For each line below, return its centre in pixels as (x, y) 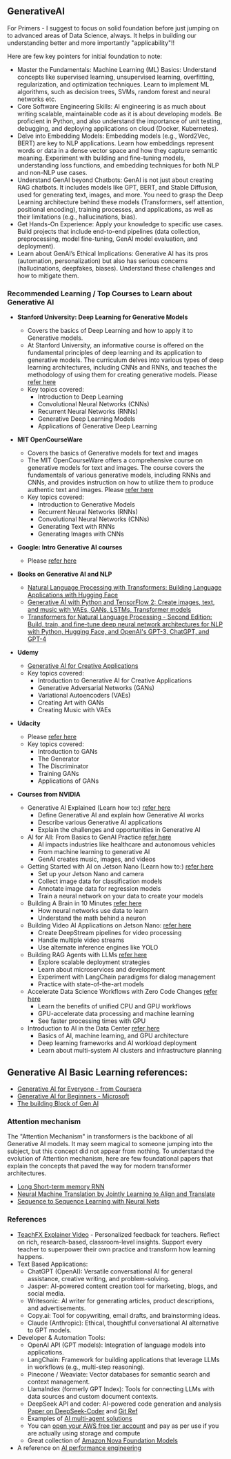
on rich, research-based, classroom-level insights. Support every (110, 1242)
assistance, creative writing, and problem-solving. (99, 1278)
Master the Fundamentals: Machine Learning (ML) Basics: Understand (117, 69)
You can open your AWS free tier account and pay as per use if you (123, 1426)
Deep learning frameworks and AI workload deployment (117, 1043)
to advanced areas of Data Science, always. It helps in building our (102, 35)
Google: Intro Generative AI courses (70, 547)
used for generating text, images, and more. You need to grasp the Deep (120, 194)
